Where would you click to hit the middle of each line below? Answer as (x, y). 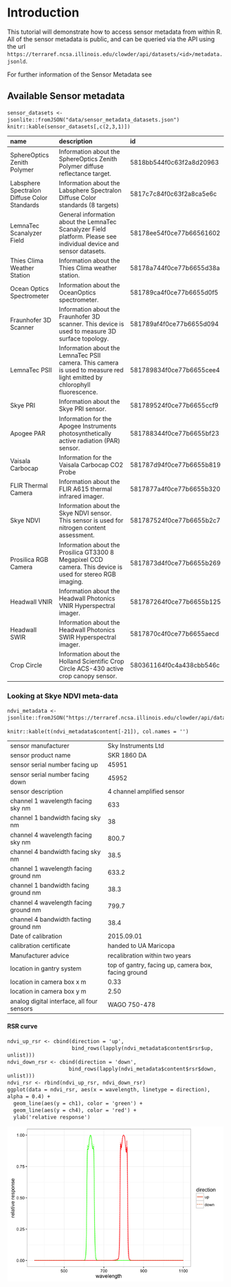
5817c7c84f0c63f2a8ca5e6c (174, 194)
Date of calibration (36, 936)
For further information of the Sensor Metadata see (80, 74)
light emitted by (81, 377)
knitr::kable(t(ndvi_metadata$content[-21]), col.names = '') (98, 732)
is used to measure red (91, 370)
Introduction (43, 13)
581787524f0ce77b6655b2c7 (175, 520)
